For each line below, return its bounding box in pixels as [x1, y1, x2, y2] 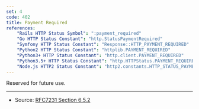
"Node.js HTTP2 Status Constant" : [17, 63, 102, 70]
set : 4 [6, 8, 23, 15]
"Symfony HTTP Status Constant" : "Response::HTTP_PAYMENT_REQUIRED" [17, 42, 190, 48]
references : [6, 25, 36, 31]
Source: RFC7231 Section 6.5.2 [14, 97, 91, 104]
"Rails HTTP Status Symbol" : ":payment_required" [17, 31, 142, 37]
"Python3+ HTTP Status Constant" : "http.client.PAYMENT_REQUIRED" [17, 52, 184, 58]
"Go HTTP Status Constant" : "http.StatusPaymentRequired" [17, 36, 163, 42]
